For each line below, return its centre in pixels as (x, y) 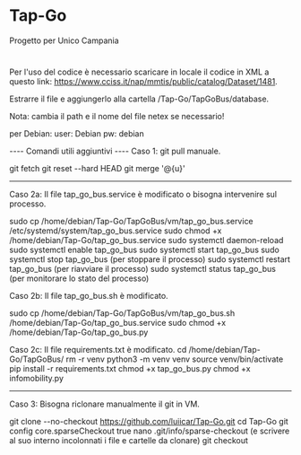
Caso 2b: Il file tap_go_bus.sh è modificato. (89, 296)
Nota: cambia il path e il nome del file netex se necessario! (117, 117)
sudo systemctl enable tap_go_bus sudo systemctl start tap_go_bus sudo (144, 250)
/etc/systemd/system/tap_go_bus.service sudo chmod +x (116, 231)
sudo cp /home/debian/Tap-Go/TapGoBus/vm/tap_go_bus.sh (122, 313)
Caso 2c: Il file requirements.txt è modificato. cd (98, 350)
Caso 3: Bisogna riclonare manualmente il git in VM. (104, 404)
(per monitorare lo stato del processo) (79, 278)
